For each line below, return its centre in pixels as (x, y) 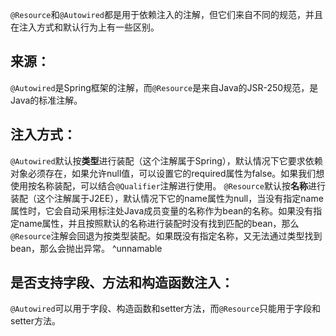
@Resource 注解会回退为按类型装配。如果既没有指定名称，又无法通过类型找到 (166, 235)
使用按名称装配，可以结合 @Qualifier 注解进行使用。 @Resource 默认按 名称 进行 (168, 185)
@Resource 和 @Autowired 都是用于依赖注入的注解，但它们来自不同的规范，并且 (167, 14)
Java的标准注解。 (46, 100)
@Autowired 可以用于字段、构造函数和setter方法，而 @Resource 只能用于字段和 (166, 309)
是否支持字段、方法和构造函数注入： (122, 283)
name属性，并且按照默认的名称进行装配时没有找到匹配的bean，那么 (159, 223)
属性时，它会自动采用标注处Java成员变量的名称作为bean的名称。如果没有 (162, 210)
